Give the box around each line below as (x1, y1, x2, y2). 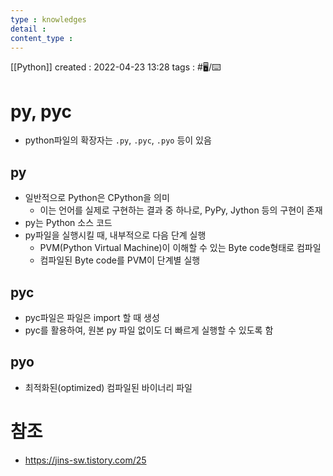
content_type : (10, 33, 74, 43)
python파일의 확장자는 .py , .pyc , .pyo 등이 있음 (24, 134, 212, 146)
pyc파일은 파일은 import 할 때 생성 (24, 311, 160, 323)
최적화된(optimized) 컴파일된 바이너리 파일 (24, 381, 193, 393)
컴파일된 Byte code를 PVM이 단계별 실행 (39, 254, 201, 266)
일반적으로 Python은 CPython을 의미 (24, 192, 170, 204)
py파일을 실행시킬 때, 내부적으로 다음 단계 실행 (24, 229, 207, 241)
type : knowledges (10, 14, 87, 25)
